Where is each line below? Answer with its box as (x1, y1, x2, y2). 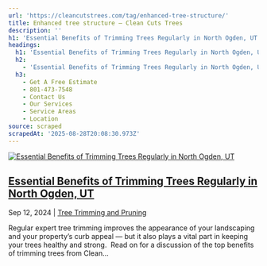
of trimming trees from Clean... (8, 249, 109, 258)
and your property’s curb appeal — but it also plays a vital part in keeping (8, 232, 249, 241)
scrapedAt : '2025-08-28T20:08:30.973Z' (8, 129, 141, 137)
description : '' (8, 26, 62, 34)
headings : (8, 41, 41, 49)
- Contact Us (22, 93, 66, 101)
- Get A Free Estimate (22, 78, 98, 86)
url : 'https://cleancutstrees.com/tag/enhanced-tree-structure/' (8, 11, 229, 20)
